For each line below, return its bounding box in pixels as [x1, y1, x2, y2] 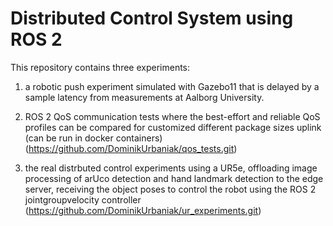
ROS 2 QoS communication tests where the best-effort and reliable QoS [24, 110, 321, 122]
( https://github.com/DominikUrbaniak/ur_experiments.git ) [24, 204, 262, 216]
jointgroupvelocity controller [24, 193, 142, 206]
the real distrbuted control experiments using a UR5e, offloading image [24, 162, 318, 174]
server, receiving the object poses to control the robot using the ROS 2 [24, 183, 317, 195]
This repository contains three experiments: [10, 61, 191, 73]
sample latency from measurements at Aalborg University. [24, 91, 265, 103]
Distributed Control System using [10, 7, 294, 30]
